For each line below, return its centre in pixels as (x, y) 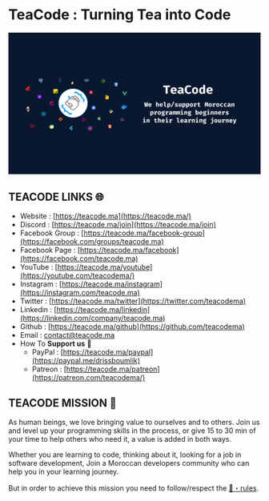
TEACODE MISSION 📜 (62, 403)
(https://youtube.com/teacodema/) (77, 276)
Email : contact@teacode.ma (67, 335)
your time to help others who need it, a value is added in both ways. (120, 439)
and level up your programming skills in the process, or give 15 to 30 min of (132, 431)
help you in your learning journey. (64, 472)
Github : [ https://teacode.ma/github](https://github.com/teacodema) (132, 327)
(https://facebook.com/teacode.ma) (79, 259)
